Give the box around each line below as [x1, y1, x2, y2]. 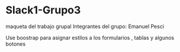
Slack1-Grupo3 [5, 4, 81, 17]
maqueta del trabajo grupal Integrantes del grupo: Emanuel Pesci [5, 23, 164, 30]
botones [5, 40, 26, 47]
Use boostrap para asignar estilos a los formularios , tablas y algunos [5, 34, 175, 41]
